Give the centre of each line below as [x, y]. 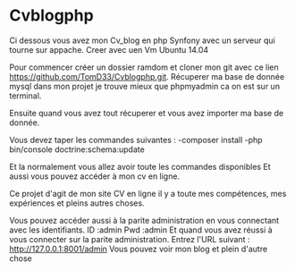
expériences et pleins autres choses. [77, 203]
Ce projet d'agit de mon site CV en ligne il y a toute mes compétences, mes [148, 193]
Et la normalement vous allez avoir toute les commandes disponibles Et [140, 166]
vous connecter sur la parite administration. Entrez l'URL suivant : [130, 239]
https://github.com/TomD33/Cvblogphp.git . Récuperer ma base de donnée [147, 76]
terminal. [25, 96]
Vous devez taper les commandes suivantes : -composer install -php [136, 140]
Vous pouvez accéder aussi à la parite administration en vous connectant [144, 220]
